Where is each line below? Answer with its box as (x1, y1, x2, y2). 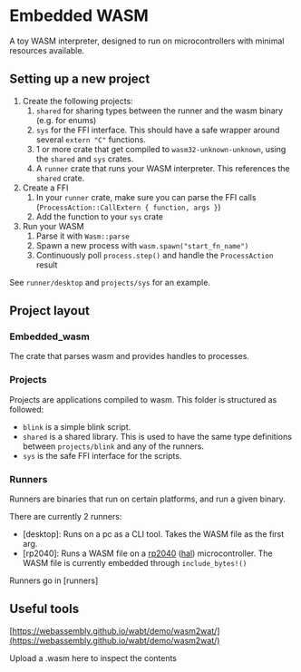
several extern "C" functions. (35, 133, 147, 145)
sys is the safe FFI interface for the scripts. (22, 450, 182, 461)
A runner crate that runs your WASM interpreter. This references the (35, 162, 290, 173)
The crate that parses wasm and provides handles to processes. (9, 351, 249, 362)
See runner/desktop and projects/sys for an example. (9, 277, 211, 287)
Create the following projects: (22, 95, 133, 106)
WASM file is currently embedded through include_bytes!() (22, 558, 248, 569)
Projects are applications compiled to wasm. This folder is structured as (9, 394, 277, 404)
